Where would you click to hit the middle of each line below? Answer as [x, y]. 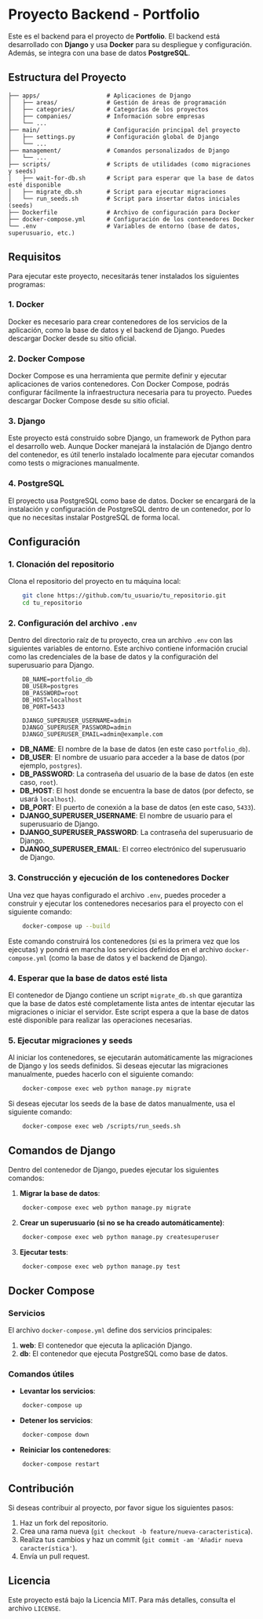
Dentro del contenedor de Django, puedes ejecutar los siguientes [114, 1169]
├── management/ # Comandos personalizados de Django [119, 151]
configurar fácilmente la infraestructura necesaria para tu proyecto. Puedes [130, 392]
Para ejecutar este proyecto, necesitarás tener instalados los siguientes [124, 275]
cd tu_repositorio [52, 603]
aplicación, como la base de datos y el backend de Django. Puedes [117, 330]
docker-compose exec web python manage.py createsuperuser [121, 1237]
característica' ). [48, 1548]
